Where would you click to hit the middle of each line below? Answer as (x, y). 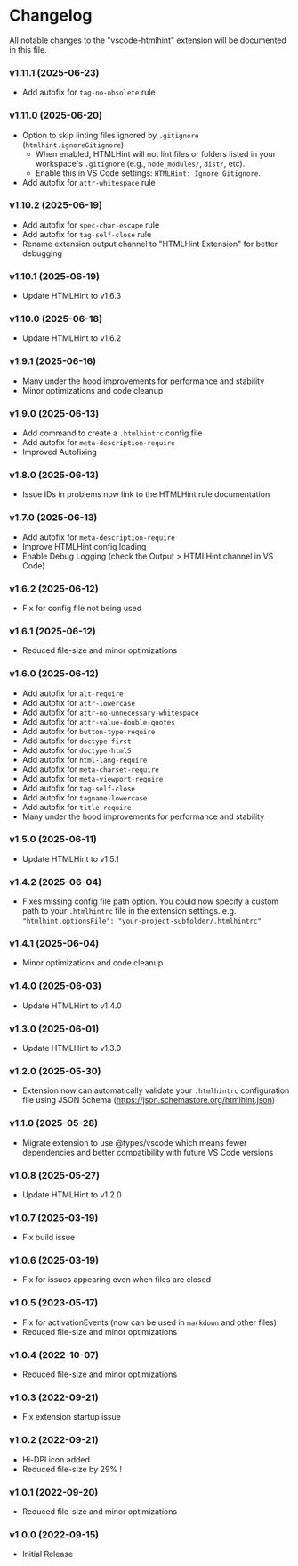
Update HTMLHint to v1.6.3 (72, 296)
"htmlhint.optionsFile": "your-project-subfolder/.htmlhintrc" (142, 921)
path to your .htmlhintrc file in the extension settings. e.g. (129, 911)
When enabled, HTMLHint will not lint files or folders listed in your (156, 153)
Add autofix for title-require (77, 807)
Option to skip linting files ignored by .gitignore (110, 135)
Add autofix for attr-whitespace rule (89, 182)
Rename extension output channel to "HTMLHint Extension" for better (150, 244)
